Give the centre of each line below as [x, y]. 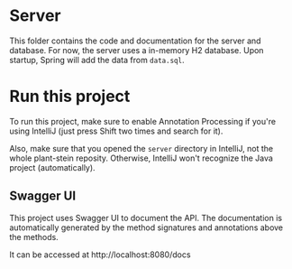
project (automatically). [53, 167]
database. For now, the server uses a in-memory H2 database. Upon [137, 50]
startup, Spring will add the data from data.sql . [97, 60]
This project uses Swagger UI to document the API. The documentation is [146, 218]
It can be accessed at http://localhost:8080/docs [100, 255]
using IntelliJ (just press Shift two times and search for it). [116, 131]
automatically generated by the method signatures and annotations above [146, 227]
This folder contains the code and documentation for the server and [135, 41]
